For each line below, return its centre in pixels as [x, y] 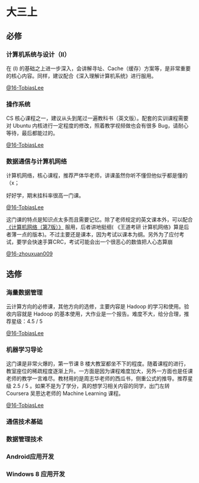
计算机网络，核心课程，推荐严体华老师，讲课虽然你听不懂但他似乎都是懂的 [97, 175]
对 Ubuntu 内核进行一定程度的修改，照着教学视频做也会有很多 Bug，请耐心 [97, 126]
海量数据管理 [25, 292]
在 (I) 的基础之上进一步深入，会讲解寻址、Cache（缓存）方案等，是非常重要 [99, 68]
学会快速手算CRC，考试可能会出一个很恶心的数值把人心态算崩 [97, 242]
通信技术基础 [25, 422]
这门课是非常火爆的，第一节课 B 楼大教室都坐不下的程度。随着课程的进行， [98, 364]
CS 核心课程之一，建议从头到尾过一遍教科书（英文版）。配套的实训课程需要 [97, 118]
